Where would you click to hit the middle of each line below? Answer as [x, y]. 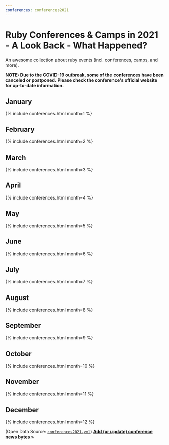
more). [12, 65]
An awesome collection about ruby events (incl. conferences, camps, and [81, 60]
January [19, 101]
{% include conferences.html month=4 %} [49, 197]
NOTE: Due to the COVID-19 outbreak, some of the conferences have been [84, 75]
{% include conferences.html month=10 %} [50, 366]
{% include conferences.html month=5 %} [49, 226]
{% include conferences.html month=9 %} [49, 338]
